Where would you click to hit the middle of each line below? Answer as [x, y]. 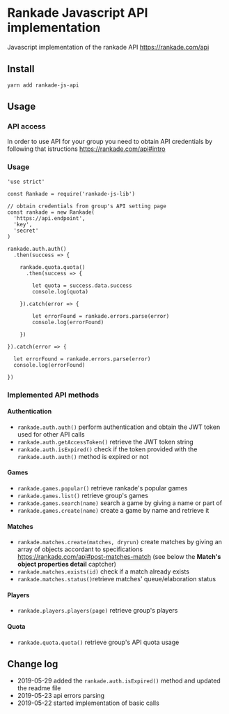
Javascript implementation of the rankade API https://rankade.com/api [108, 47]
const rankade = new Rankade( [51, 212]
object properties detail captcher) [67, 564]
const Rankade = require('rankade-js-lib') [71, 194]
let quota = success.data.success [82, 285]
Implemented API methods [53, 395]
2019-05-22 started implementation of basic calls [88, 703]
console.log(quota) [61, 291]
